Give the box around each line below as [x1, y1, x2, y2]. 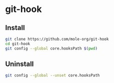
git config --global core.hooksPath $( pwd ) [5, 46, 98, 51]
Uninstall [5, 60, 34, 68]
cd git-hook [5, 41, 30, 46]
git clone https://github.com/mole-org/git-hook [5, 36, 109, 41]
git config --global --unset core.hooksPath [5, 73, 100, 78]
